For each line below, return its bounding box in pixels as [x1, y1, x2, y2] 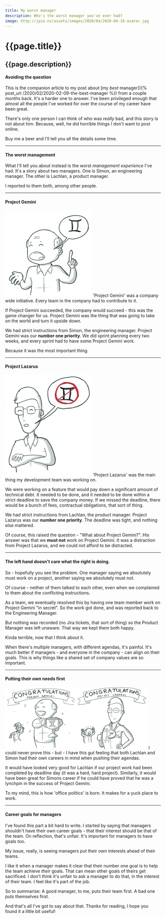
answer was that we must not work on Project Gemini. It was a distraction [5, 537, 156, 543]
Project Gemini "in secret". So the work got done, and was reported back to [5, 605, 159, 611]
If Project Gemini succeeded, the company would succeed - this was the [5, 307, 153, 313]
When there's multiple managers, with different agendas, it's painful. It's [5, 644, 152, 650]
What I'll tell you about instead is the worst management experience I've [5, 163, 152, 169]
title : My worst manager [5, 8, 56, 13]
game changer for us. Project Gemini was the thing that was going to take [5, 312, 155, 318]
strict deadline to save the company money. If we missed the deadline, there [5, 497, 161, 503]
